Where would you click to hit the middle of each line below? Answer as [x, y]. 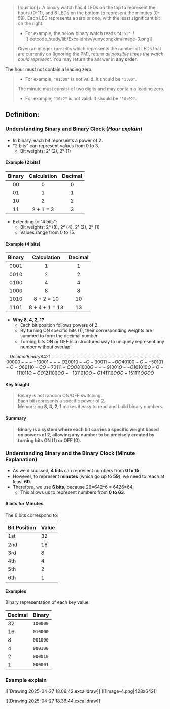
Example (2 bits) [23, 162]
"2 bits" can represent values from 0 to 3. [56, 145]
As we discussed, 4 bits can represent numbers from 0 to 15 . [77, 470]
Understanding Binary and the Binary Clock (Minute [70, 453]
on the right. [30, 23]
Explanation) [21, 460]
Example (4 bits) [23, 244]
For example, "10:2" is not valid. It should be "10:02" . [81, 99]
